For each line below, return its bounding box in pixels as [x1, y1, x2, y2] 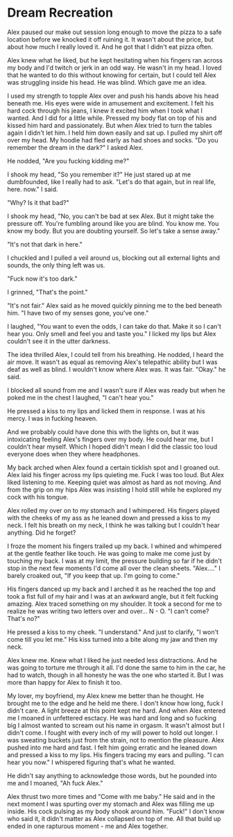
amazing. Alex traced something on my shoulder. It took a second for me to [7, 599, 222, 608]
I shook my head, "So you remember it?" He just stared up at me [7, 170, 191, 179]
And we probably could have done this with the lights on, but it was [7, 427, 199, 436]
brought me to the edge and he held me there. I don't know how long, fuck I [7, 699, 223, 707]
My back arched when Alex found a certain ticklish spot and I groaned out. [7, 463, 221, 472]
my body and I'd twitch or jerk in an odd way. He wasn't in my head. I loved [7, 63, 222, 72]
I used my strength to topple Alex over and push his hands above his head [7, 92, 219, 100]
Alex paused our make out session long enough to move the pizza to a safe [7, 28, 222, 36]
